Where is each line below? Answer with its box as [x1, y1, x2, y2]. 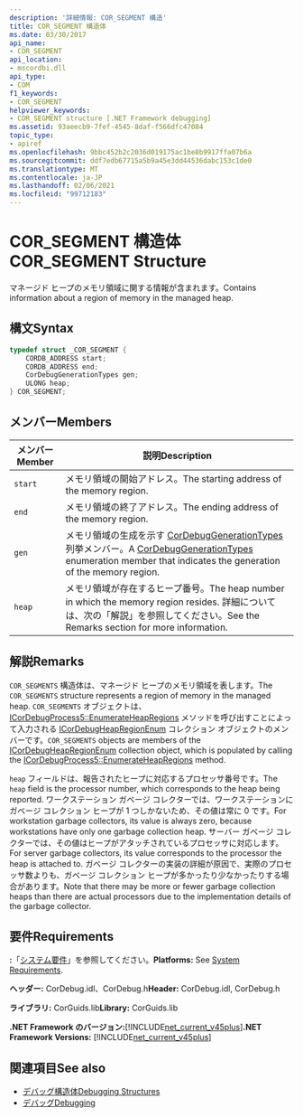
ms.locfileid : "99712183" [9, 190, 106, 199]
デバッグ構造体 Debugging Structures [22, 1086, 161, 1097]
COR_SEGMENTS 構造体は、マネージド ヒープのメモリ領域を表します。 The [9, 680, 273, 690]
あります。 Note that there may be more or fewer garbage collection [24, 880, 276, 891]
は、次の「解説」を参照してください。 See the [65, 609, 260, 622]
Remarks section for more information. [65, 621, 228, 634]
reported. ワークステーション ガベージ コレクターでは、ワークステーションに [9, 793, 294, 804]
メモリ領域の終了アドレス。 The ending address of [65, 501, 280, 513]
